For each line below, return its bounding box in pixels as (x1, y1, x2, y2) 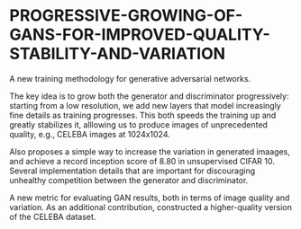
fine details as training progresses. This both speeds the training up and (9, 110, 277, 120)
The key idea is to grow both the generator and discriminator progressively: (9, 91, 289, 101)
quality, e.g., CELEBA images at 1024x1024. (9, 128, 171, 139)
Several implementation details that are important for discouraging (9, 165, 256, 176)
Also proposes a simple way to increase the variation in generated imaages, (9, 145, 290, 157)
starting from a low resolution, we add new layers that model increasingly (9, 100, 281, 110)
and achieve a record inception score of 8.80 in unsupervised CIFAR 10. (9, 155, 275, 166)
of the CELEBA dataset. (9, 211, 96, 222)
